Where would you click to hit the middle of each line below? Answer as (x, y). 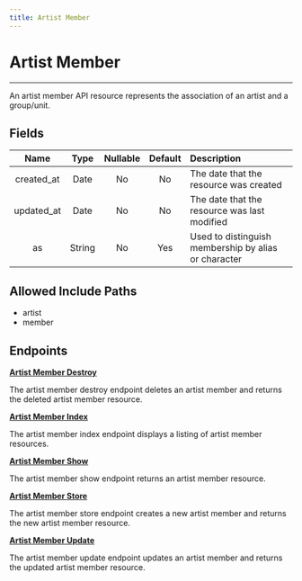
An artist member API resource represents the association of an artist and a (149, 95)
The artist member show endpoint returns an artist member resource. (138, 478)
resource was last (227, 210)
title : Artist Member (50, 18)
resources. (29, 443)
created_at (37, 179)
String (83, 248)
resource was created (236, 185)
